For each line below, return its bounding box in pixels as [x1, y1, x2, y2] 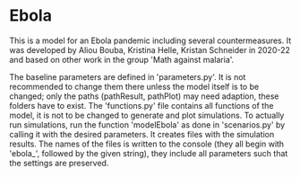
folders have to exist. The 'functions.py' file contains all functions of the [9, 100, 274, 111]
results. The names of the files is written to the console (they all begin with [9, 138, 285, 149]
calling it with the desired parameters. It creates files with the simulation [9, 128, 275, 139]
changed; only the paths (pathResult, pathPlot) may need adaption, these [9, 91, 279, 102]
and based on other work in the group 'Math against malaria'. [9, 54, 235, 65]
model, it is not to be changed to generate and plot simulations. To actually [9, 110, 285, 120]
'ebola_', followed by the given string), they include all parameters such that [9, 147, 288, 158]
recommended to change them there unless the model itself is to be [9, 81, 260, 92]
